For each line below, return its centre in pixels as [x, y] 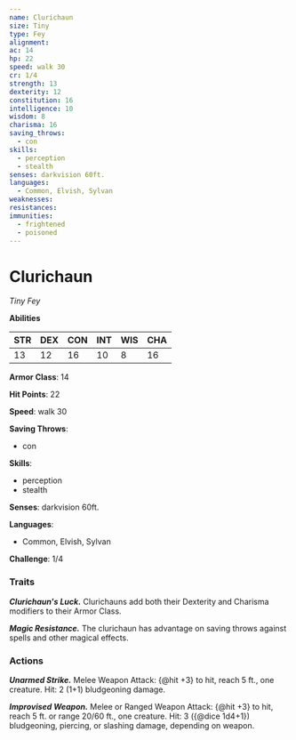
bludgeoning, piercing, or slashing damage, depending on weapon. [132, 725]
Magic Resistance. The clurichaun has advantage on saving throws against [148, 628]
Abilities [25, 318]
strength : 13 [33, 84]
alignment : [29, 42]
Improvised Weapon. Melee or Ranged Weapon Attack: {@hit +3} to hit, [141, 706]
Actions [27, 661]
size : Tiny [29, 26]
